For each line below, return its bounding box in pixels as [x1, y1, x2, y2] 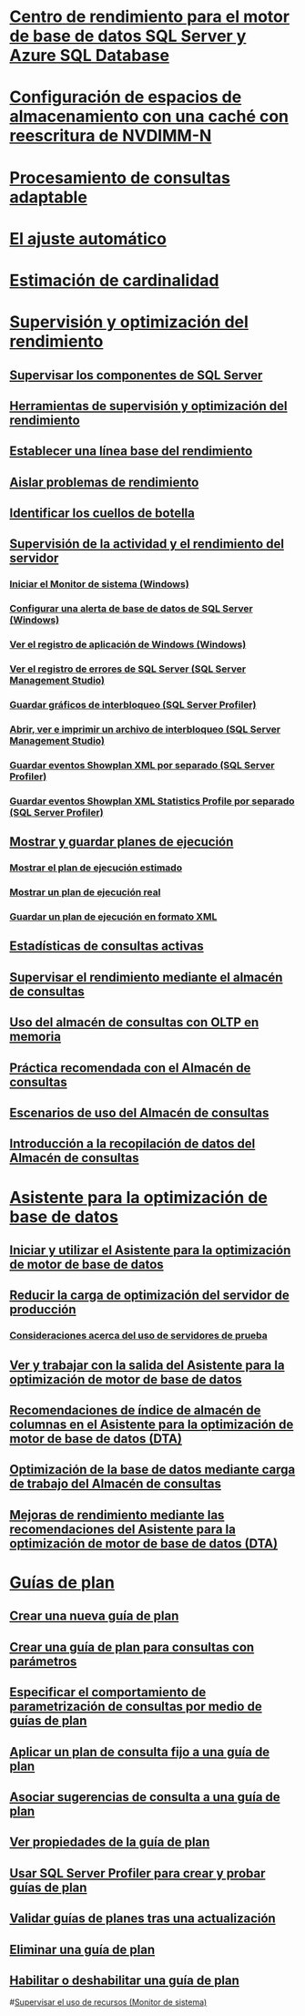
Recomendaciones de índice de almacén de [9, 1403, 261, 1418]
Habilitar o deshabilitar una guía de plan [9, 1972, 239, 1988]
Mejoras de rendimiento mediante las [9, 1507, 225, 1523]
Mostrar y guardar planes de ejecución [9, 834, 234, 849]
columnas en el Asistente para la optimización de [9, 1417, 294, 1433]
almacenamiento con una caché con [9, 107, 290, 127]
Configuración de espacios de [9, 87, 242, 108]
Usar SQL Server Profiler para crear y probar [9, 1866, 266, 1881]
